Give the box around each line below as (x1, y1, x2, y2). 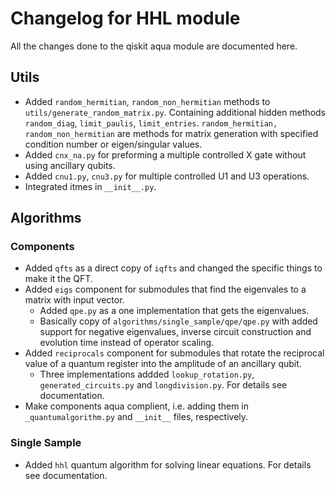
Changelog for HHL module (10, 7, 241, 30)
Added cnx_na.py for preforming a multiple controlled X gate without (24, 148, 307, 161)
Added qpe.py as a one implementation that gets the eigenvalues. (39, 305, 310, 317)
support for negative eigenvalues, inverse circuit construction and (39, 326, 312, 338)
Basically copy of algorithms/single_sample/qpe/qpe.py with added (39, 315, 318, 327)
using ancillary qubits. (24, 159, 116, 171)
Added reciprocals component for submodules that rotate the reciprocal (24, 347, 325, 359)
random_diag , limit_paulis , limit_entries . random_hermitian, (24, 117, 278, 129)
